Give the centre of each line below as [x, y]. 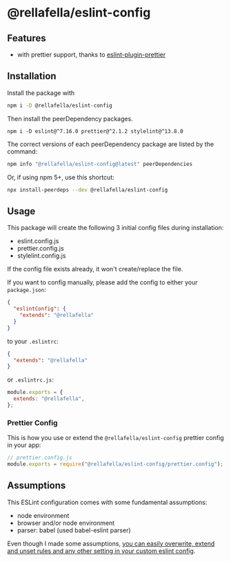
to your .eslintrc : [33, 341]
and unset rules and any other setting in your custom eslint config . [101, 551]
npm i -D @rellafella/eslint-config [60, 105]
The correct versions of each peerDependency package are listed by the [111, 144]
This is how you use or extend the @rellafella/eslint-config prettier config [115, 438]
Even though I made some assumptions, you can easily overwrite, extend [111, 543]
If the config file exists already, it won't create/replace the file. [95, 269]
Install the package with [41, 93]
